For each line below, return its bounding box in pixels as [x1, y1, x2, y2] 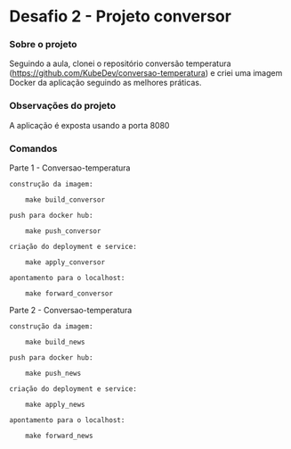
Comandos [9, 142, 58, 154]
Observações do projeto [9, 100, 117, 112]
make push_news [25, 369, 82, 378]
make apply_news [25, 400, 86, 410]
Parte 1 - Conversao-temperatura [9, 162, 131, 173]
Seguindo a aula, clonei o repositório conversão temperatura [9, 58, 231, 69]
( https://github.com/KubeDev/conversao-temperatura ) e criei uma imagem [9, 68, 283, 79]
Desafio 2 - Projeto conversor [9, 6, 231, 27]
